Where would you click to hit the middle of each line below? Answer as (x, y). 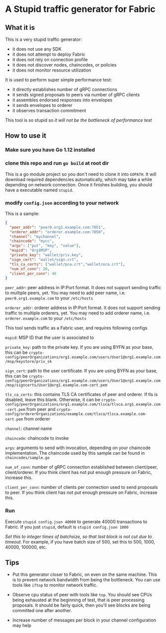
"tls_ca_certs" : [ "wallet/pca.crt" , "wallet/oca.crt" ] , (67, 264)
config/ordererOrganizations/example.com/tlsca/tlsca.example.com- (76, 414)
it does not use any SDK (37, 49)
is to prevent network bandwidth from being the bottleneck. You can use (86, 580)
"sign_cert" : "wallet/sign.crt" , (44, 259)
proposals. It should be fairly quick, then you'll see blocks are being (81, 605)
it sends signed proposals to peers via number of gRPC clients (76, 95)
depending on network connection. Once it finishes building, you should (79, 184)
